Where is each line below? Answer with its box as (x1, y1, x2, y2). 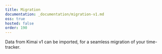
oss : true (5, 16, 26, 21)
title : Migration (5, 7, 41, 12)
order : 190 (5, 26, 27, 30)
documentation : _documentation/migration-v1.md (5, 12, 105, 17)
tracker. (5, 44, 21, 50)
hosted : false (5, 21, 34, 26)
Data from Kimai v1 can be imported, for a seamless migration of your (5, 39, 146, 45)
